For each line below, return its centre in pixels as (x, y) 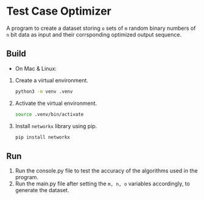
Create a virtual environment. (51, 80)
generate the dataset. (42, 190)
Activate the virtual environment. (56, 103)
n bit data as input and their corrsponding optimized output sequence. (94, 34)
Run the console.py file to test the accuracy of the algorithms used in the (106, 171)
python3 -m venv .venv (44, 91)
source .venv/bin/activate (49, 114)
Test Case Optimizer (59, 11)
